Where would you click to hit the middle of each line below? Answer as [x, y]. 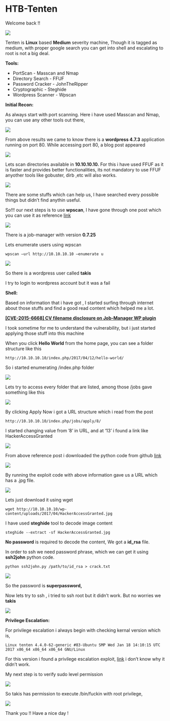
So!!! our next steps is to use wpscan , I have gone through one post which [83, 210]
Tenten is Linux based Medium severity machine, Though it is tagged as [81, 42]
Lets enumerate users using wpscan [43, 244]
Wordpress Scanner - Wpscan [44, 94]
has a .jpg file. [20, 480]
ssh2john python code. [30, 557]
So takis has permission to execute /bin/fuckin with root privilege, [74, 693]
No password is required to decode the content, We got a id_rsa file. [78, 542]
